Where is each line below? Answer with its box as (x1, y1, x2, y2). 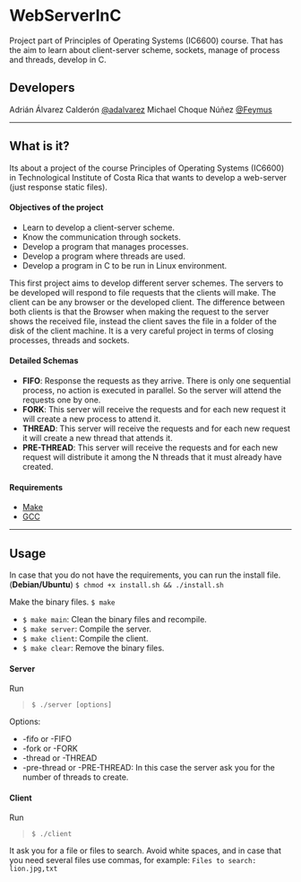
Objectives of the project (9, 202, 104, 213)
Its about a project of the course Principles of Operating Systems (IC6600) (9, 163, 285, 173)
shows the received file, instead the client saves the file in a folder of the (9, 315, 278, 326)
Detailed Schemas (9, 356, 79, 366)
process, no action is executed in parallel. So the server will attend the (21, 384, 282, 395)
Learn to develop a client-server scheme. (21, 222, 175, 233)
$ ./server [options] (30, 701, 112, 710)
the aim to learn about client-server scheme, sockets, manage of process (9, 44, 280, 55)
